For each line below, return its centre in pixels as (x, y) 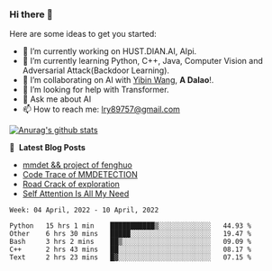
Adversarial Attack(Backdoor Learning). (95, 70)
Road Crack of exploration (71, 185)
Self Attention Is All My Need (76, 194)
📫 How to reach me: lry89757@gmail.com (101, 109)
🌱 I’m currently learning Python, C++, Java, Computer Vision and (143, 61)
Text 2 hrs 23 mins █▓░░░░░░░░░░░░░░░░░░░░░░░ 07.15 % (131, 257)
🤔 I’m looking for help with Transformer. (95, 90)
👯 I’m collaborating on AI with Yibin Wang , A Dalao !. (118, 80)
